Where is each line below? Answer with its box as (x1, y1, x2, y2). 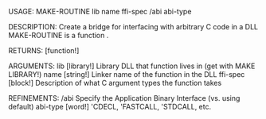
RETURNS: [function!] (8, 46, 80, 55)
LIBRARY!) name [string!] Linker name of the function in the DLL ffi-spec (8, 70, 245, 79)
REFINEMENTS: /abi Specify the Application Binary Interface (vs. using (8, 94, 241, 102)
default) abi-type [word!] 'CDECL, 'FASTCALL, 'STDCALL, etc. (8, 102, 212, 111)
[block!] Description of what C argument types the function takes (8, 79, 222, 87)
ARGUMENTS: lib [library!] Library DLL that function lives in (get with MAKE (8, 61, 256, 71)
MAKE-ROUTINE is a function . (8, 31, 109, 40)
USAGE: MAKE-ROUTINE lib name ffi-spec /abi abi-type (8, 7, 192, 16)
